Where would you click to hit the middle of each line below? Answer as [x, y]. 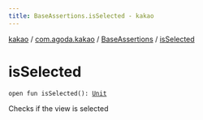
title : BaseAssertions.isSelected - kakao [81, 16]
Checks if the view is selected [58, 108]
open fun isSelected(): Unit [58, 93]
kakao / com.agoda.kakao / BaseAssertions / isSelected [101, 39]
